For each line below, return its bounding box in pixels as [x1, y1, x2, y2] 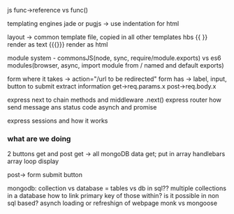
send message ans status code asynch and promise [7, 103, 157, 111]
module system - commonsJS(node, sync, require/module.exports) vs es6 [7, 54, 221, 62]
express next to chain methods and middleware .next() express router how [7, 95, 221, 104]
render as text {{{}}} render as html [7, 40, 108, 48]
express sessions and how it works [7, 116, 108, 125]
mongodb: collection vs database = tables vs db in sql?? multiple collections [7, 184, 227, 192]
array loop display [7, 157, 59, 166]
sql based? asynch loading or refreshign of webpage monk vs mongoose [7, 199, 218, 208]
